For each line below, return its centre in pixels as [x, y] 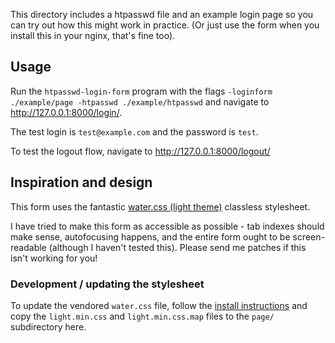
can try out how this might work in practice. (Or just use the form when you [165, 25]
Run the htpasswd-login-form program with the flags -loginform [141, 91]
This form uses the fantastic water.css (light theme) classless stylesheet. [160, 206]
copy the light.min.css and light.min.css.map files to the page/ [142, 316]
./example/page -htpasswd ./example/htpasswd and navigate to [140, 101]
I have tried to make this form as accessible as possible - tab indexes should [167, 226]
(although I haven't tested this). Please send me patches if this [177, 247]
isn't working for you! [54, 258]
